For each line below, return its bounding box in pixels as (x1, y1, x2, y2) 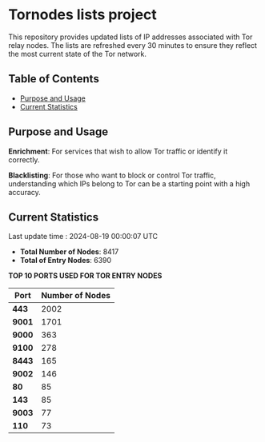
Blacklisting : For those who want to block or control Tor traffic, (8, 170, 216, 180)
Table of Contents (8, 72, 100, 86)
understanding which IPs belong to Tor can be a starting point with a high (8, 178, 251, 189)
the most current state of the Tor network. (8, 49, 147, 58)
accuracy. (8, 187, 42, 197)
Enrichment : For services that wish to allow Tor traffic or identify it (8, 146, 228, 156)
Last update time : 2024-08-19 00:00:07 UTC (8, 232, 159, 241)
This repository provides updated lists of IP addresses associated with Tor (8, 32, 253, 42)
